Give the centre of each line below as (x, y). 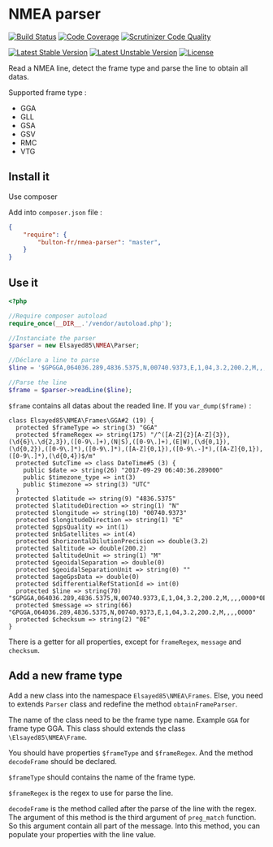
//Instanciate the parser (52, 338)
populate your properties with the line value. (82, 834)
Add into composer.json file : (56, 212)
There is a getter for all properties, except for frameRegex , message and (125, 642)
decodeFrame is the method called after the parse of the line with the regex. (133, 808)
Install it (29, 177)
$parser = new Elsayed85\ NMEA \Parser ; (74, 346)
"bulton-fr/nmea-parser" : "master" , (100, 242)
